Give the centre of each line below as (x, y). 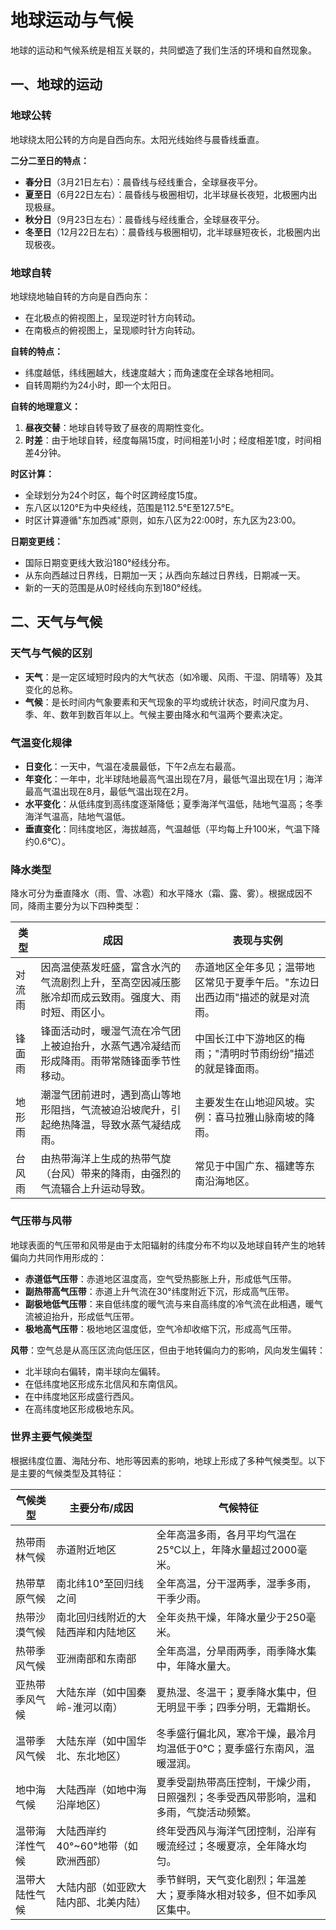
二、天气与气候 (56, 622)
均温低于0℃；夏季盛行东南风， (230, 1748)
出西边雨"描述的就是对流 (252, 998)
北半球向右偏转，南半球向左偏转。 (95, 1371)
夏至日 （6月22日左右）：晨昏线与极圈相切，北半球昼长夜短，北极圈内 (166, 194)
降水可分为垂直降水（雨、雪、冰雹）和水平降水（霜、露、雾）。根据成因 (157, 893)
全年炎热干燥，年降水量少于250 (231, 1617)
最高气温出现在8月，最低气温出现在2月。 (109, 791)
